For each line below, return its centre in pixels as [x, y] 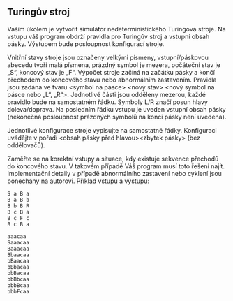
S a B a [18, 193]
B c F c [18, 218]
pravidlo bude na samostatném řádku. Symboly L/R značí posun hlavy [107, 102]
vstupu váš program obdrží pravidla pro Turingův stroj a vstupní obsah [108, 36]
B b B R [18, 206]
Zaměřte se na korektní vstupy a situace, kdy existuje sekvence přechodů [113, 159]
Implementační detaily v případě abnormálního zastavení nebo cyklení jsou [114, 173]
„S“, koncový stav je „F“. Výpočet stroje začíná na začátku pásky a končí [111, 72]
